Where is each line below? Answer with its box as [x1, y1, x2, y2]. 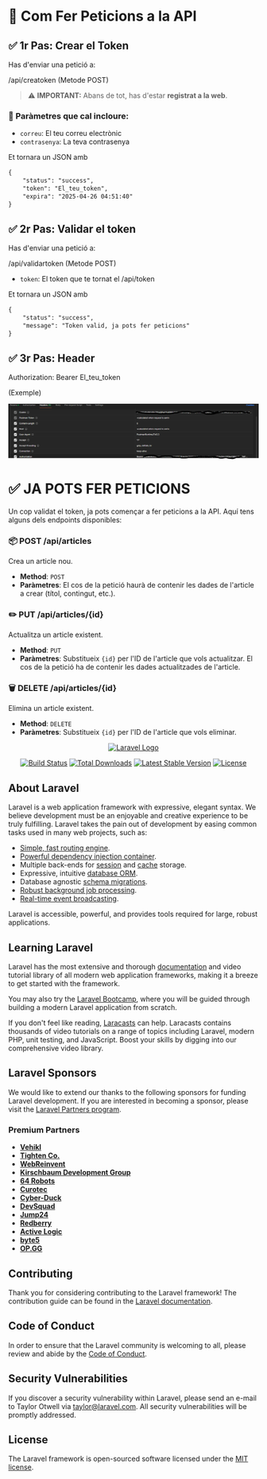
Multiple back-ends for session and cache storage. [19, 860, 187, 870]
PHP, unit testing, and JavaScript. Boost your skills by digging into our [8, 1035, 237, 1045]
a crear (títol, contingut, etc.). [19, 588, 116, 598]
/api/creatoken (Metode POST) [8, 76, 109, 84]
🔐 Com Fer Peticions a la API [8, 7, 197, 25]
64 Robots [19, 1176, 56, 1186]
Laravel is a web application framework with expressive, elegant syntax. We [8, 802, 257, 812]
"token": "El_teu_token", [22, 184, 109, 193]
